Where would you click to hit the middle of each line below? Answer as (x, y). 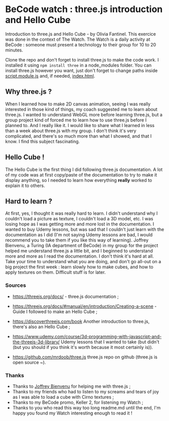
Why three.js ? (29, 92)
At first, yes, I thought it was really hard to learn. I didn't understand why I (81, 213)
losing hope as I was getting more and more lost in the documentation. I (80, 224)
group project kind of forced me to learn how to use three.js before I (76, 120)
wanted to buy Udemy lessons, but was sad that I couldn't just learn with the (85, 229)
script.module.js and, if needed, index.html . (50, 76)
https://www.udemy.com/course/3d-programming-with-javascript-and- (87, 336)
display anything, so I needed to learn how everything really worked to (79, 180)
